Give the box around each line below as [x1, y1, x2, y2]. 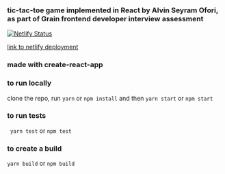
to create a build [7, 143, 62, 153]
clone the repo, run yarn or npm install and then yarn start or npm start [7, 94, 213, 102]
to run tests [7, 111, 47, 121]
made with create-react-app [7, 60, 104, 70]
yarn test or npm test [10, 126, 72, 135]
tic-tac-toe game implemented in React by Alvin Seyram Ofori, [7, 5, 219, 15]
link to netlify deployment [7, 43, 79, 51]
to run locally [7, 78, 52, 88]
